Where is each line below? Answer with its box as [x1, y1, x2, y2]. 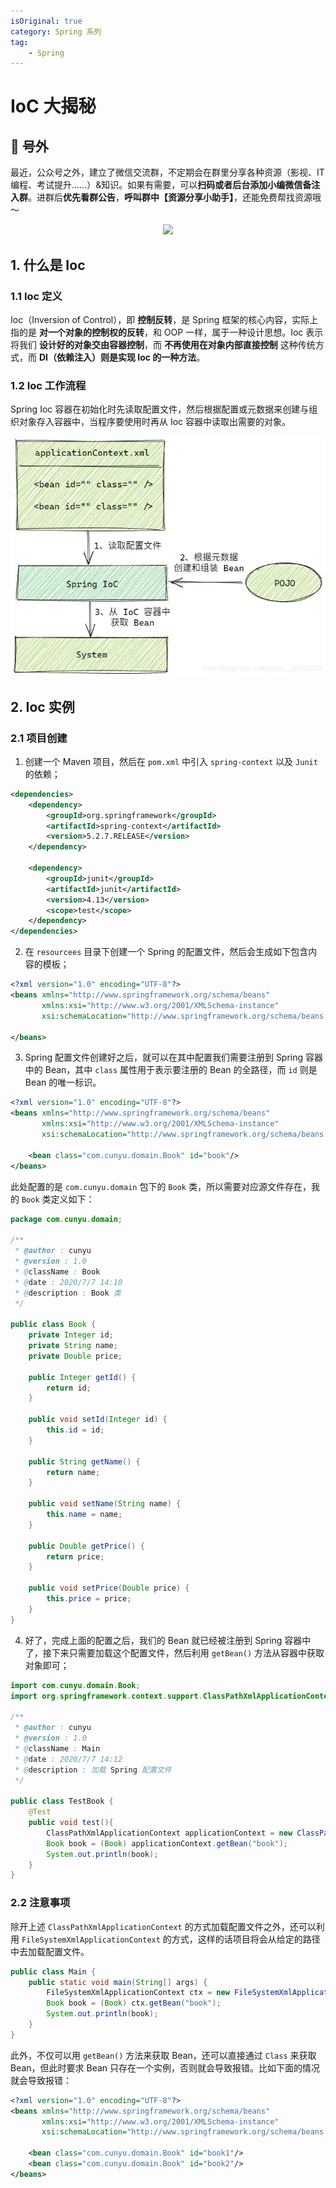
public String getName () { [28, 1456, 141, 1467]
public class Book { [10, 1320, 97, 1330]
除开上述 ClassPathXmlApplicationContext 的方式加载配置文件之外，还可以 [10, 1920, 317, 1932]
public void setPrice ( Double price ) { [28, 1583, 190, 1594]
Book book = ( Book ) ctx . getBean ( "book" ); [46, 1998, 222, 2009]
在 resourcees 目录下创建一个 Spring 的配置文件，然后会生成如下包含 [24, 946, 309, 958]
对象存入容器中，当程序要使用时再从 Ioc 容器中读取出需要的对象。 [18, 416, 292, 428]
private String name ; [28, 1341, 118, 1351]
